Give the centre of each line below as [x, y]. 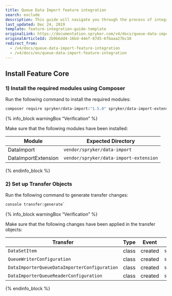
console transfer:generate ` [35, 205]
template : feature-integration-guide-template [56, 29]
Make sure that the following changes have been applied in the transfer [80, 224]
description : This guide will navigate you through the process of [79, 19]
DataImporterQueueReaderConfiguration [55, 276]
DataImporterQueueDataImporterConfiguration [63, 268]
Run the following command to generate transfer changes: [67, 195]
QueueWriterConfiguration [39, 259]
